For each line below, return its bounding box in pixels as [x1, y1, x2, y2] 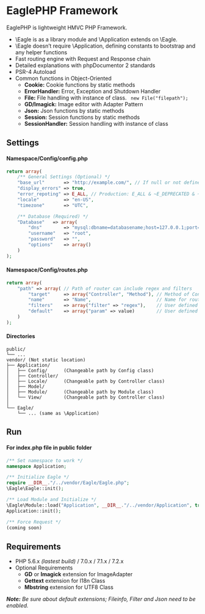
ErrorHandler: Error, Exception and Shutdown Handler [24, 87, 161, 95]
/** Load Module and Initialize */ [6, 497, 97, 503]
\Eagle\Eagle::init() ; [6, 486, 64, 492]
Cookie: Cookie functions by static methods [24, 81, 135, 88]
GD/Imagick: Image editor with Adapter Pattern [24, 100, 143, 107]
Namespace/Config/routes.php [6, 266, 88, 273]
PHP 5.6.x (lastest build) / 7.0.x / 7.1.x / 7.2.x [15, 558, 124, 565]
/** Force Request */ [6, 519, 62, 525]
